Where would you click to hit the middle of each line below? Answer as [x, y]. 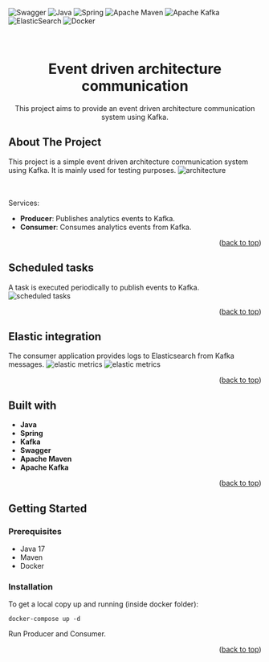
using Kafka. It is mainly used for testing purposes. [92, 170]
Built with [33, 405]
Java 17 [33, 549]
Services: [24, 203]
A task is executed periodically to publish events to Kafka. [104, 287]
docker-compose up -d [45, 619]
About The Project [55, 142]
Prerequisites [35, 531]
